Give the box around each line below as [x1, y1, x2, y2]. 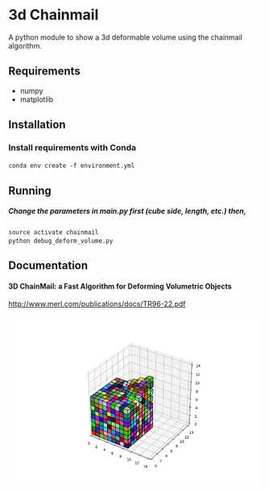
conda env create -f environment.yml [8, 162, 135, 170]
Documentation [8, 259, 89, 272]
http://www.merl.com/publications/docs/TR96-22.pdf [8, 299, 187, 309]
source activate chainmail [8, 228, 99, 236]
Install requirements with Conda [8, 142, 137, 153]
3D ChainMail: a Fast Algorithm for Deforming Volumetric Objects [8, 281, 232, 291]
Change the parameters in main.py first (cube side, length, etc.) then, [8, 206, 247, 216]
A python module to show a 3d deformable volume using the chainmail [8, 32, 243, 42]
